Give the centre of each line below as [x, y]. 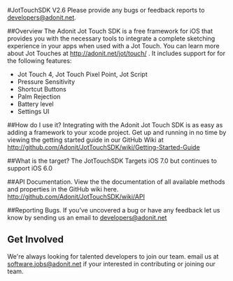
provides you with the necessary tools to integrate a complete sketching [111, 38]
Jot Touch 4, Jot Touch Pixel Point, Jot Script [83, 74]
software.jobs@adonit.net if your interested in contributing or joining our [111, 264]
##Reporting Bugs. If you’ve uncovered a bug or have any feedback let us [114, 210]
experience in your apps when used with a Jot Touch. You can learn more [113, 46]
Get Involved [36, 239]
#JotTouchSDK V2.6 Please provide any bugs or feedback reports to [106, 10]
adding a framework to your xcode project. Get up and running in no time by [117, 132]
